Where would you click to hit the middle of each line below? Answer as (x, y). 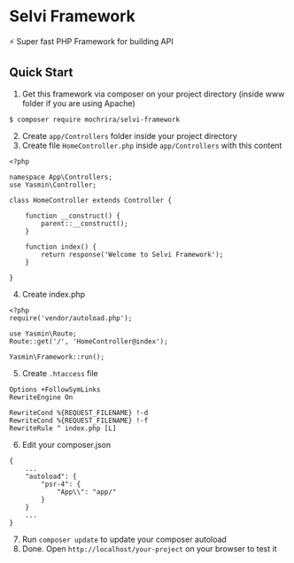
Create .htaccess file (60, 373)
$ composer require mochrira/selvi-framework (94, 120)
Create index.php (54, 294)
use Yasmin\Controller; (53, 185)
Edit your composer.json (66, 444)
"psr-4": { (61, 484)
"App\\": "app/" (86, 492)
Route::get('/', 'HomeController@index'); (89, 341)
